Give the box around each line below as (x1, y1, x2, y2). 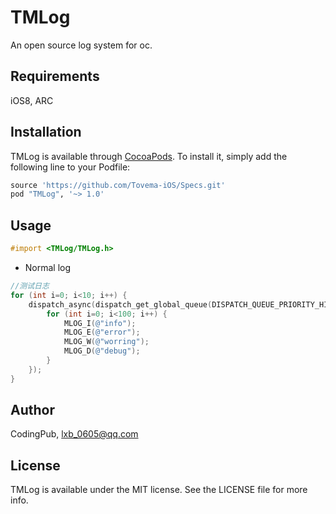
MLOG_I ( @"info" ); (63, 318, 137, 328)
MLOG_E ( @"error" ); (63, 327, 141, 338)
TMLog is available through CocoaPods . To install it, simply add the (10, 150, 288, 162)
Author (10, 402, 55, 419)
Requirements (10, 68, 100, 85)
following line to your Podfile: (10, 161, 131, 173)
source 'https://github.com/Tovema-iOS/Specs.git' (10, 180, 226, 190)
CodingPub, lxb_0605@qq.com (10, 428, 139, 440)
